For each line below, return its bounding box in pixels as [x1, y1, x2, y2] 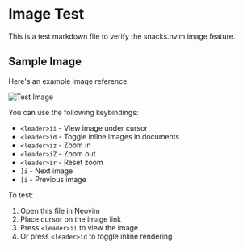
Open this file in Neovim [19, 205, 101, 215]
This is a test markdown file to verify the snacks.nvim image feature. [8, 31, 236, 41]
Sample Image [8, 55, 82, 68]
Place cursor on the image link [19, 214, 122, 224]
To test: [8, 190, 34, 200]
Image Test [8, 5, 85, 23]
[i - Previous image [19, 174, 86, 184]
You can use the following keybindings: [8, 107, 139, 117]
